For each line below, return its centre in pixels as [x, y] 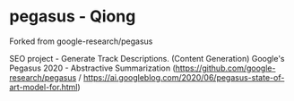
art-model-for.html [43, 87]
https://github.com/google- [225, 68]
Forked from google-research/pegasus [81, 41]
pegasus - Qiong [73, 17]
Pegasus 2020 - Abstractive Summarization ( [93, 68]
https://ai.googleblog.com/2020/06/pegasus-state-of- [184, 77]
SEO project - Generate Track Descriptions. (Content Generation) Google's [147, 58]
